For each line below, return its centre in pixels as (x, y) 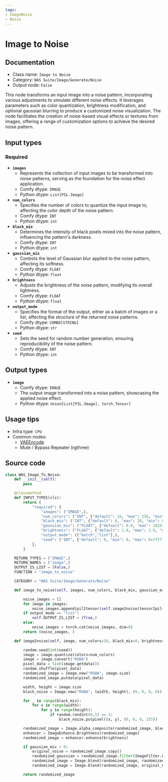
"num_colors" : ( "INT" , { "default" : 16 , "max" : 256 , (96, 516)
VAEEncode (32, 442)
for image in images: (46, 604)
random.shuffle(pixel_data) (52, 669)
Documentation (30, 62)
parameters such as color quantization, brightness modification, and (75, 105)
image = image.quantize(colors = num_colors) (69, 655)
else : (29, 622)
